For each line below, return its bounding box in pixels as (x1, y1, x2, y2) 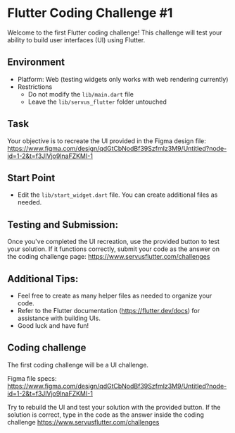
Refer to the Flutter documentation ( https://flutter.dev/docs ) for (17, 307, 201, 315)
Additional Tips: (7, 273, 79, 285)
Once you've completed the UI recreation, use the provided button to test (7, 238, 220, 246)
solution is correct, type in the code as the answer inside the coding (7, 410, 204, 419)
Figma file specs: (7, 374, 57, 382)
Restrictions (17, 83, 53, 91)
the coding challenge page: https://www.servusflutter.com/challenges (7, 252, 210, 261)
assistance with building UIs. (17, 314, 101, 322)
